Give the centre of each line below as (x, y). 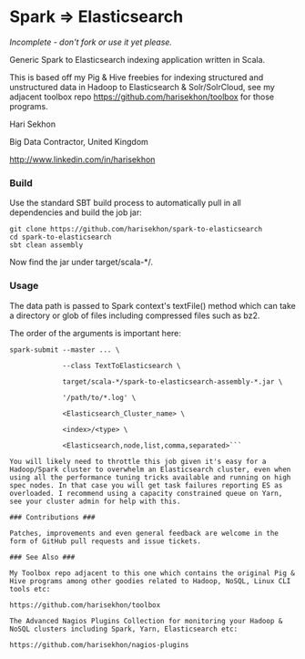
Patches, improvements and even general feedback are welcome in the (144, 533)
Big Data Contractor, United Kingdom (79, 141)
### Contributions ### (52, 517)
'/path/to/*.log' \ (99, 397)
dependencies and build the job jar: (76, 212)
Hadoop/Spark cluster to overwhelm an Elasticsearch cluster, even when (150, 469)
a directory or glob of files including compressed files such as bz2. (135, 315)
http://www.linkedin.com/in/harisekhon (82, 159)
